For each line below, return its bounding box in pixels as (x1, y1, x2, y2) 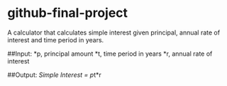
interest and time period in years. (7, 35, 104, 44)
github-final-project (7, 5, 128, 21)
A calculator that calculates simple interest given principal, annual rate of (7, 28, 221, 37)
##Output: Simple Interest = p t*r (7, 70, 101, 79)
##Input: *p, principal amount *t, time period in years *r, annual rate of (7, 49, 213, 58)
